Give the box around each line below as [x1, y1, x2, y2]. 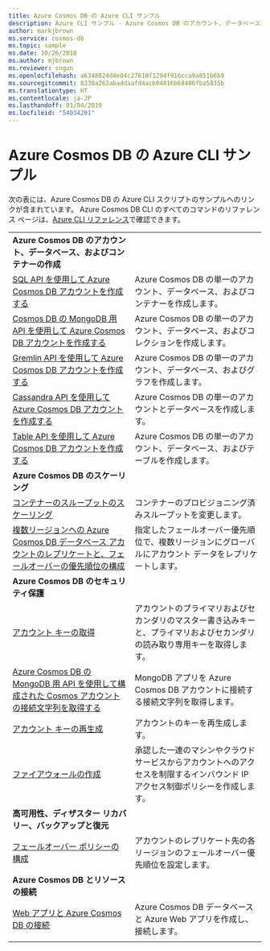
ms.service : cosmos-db [8, 34, 84, 43]
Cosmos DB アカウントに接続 [134, 684, 246, 695]
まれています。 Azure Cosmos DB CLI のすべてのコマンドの [29, 204, 225, 214]
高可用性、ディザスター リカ [12, 808, 119, 819]
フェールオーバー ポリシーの [12, 841, 120, 852]
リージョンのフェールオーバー [134, 846, 247, 858]
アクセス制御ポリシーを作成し [134, 780, 247, 792]
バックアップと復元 [35, 820, 109, 831]
